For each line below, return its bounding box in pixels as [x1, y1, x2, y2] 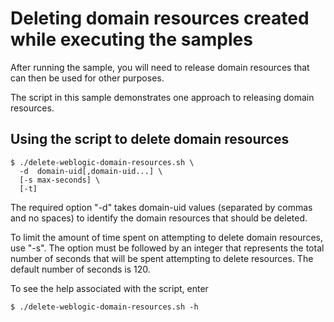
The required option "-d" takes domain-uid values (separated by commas [10, 201, 313, 213]
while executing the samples [10, 28, 253, 51]
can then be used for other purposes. [10, 72, 165, 84]
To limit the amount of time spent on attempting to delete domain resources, [10, 231, 323, 243]
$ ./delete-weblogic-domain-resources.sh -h [10, 302, 199, 312]
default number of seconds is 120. [10, 263, 151, 275]
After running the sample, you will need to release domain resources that [10, 61, 310, 73]
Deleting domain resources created [10, 7, 310, 30]
